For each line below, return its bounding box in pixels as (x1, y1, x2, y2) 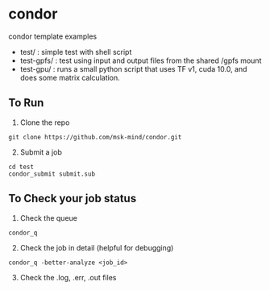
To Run (8, 96, 44, 110)
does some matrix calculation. (19, 72, 121, 82)
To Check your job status (8, 192, 137, 205)
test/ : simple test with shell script (19, 47, 132, 56)
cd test (8, 163, 35, 171)
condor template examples (8, 31, 98, 41)
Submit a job (19, 147, 62, 157)
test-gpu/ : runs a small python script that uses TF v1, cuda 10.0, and (19, 64, 247, 73)
